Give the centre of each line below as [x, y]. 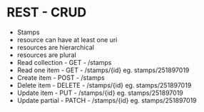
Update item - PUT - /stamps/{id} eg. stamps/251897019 [100, 93]
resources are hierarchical [55, 47]
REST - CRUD [47, 12]
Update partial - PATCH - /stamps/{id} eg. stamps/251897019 [107, 100]
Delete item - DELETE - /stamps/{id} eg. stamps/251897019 [104, 85]
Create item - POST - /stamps [61, 77]
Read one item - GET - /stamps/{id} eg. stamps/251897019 [103, 70]
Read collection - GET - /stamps [64, 62]
